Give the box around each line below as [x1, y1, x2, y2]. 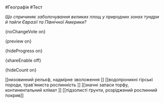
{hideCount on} [5, 67, 37, 73]
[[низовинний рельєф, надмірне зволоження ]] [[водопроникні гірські [5, 77, 153, 82]
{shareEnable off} [5, 57, 41, 63]
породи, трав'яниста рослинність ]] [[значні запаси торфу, [5, 82, 129, 88]
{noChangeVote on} [5, 29, 46, 34]
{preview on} [5, 38, 32, 44]
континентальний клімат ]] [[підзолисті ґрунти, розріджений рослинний [5, 87, 158, 93]
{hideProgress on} [5, 48, 43, 53]
